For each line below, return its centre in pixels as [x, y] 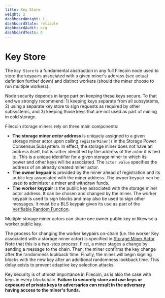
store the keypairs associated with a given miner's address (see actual [77, 76]
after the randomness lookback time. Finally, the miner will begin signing [79, 254]
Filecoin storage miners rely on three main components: [62, 126]
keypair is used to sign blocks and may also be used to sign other [79, 199]
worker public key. [24, 224]
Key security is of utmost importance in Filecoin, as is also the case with [78, 274]
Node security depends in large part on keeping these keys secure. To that [81, 96]
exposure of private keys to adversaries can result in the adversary [75, 285]
